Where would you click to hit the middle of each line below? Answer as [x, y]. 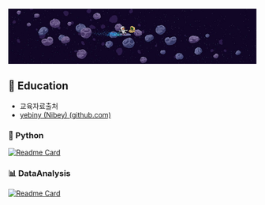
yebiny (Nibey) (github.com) [65, 114]
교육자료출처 [39, 106]
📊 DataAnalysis [39, 173]
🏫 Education [38, 86]
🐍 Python [26, 135]
